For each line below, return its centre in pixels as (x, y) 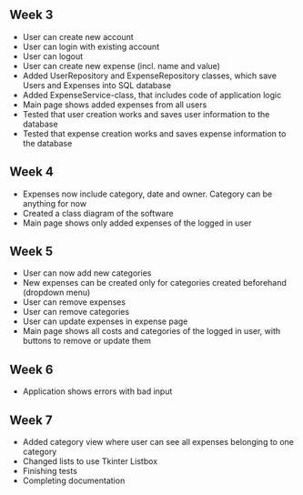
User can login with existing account (91, 46)
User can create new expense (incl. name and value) (121, 66)
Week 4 (32, 172)
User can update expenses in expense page (105, 321)
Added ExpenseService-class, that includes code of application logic (152, 95)
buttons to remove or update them (87, 341)
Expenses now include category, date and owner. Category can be (147, 194)
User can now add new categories (87, 273)
